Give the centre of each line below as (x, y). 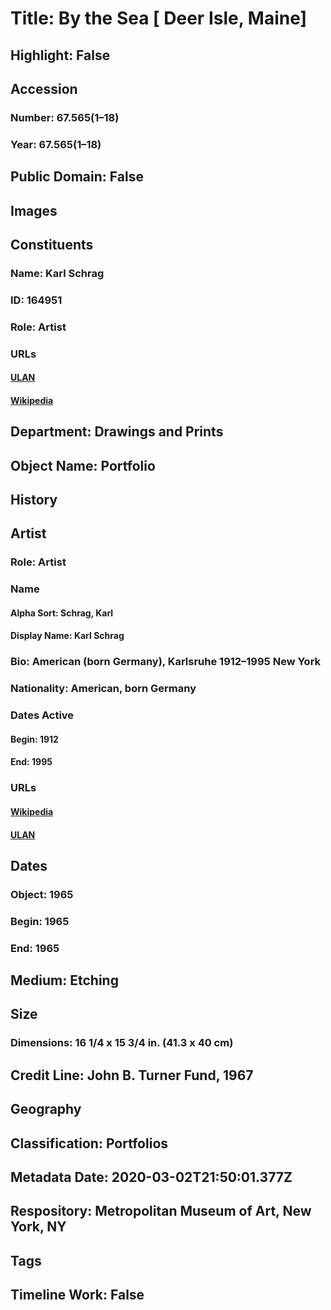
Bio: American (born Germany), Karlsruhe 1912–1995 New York (166, 662)
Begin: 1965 (40, 921)
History (34, 500)
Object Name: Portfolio (83, 465)
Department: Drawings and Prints (117, 432)
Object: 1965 (42, 894)
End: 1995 (31, 762)
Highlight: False (60, 55)
